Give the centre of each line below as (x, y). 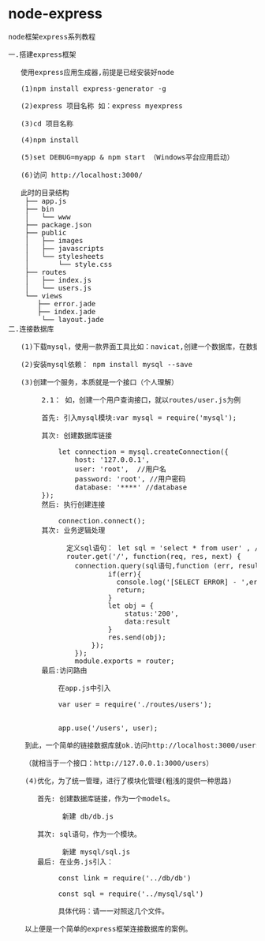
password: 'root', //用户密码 (130, 479)
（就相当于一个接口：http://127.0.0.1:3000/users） (119, 763)
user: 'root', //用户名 (121, 469)
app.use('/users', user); (108, 728)
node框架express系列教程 (52, 37)
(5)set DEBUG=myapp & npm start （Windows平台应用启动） (127, 157)
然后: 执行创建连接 (73, 504)
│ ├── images (54, 240)
